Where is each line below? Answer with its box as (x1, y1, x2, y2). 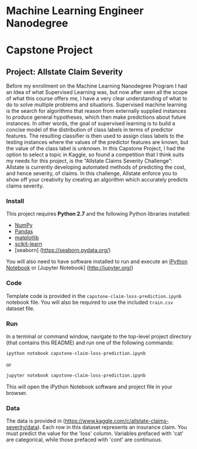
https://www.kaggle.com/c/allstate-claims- (64, 417, 169, 424)
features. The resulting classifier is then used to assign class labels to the (6, 132, 184, 139)
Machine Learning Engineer (6, 4, 144, 18)
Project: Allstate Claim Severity (6, 66, 123, 77)
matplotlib (14, 234, 39, 242)
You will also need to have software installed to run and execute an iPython (6, 258, 188, 265)
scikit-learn (14, 240, 42, 247)
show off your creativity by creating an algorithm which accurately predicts (6, 176, 188, 183)
